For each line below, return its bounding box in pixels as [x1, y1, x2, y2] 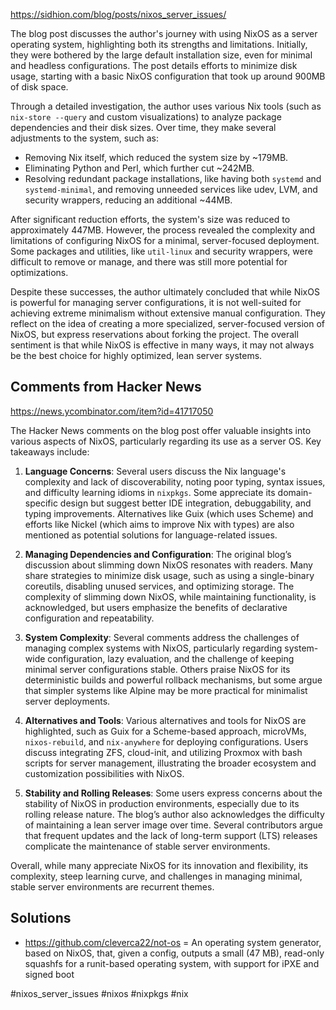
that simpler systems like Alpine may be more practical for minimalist [24, 684, 308, 696]
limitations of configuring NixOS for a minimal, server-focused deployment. [10, 235, 320, 246]
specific [24, 497, 58, 509]
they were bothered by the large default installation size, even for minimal [10, 49, 313, 61]
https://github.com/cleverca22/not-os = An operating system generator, [24, 936, 322, 948]
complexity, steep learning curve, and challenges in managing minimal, [10, 870, 303, 882]
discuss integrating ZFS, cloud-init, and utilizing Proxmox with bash [24, 746, 303, 758]
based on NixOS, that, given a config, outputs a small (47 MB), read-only [24, 947, 325, 959]
